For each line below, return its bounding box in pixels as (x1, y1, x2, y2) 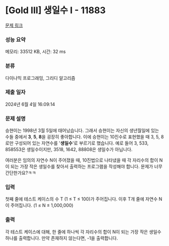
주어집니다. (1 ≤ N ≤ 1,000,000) (10, 203, 74, 209)
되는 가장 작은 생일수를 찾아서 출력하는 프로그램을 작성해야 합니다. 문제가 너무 (10, 164, 163, 170)
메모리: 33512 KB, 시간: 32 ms (5, 48, 66, 55)
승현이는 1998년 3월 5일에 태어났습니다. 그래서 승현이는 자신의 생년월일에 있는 (5, 127, 159, 134)
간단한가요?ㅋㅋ (5, 170, 36, 176)
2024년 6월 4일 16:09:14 (5, 101, 55, 107)
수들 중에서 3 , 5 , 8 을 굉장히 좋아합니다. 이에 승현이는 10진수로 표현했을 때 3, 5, (5, 134, 160, 140)
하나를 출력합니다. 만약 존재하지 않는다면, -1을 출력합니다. (5, 235, 118, 241)
